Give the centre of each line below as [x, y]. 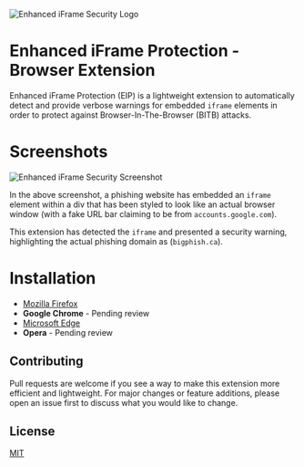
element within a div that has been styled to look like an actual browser [142, 204]
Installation [53, 279]
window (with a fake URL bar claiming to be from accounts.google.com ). [143, 213]
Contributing [46, 362]
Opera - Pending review [68, 332]
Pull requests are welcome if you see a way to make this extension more [145, 383]
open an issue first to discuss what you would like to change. [124, 402]
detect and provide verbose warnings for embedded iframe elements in [143, 105]
